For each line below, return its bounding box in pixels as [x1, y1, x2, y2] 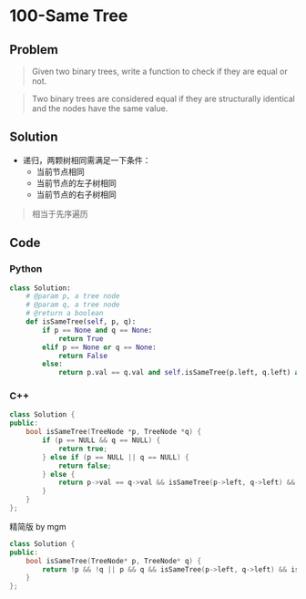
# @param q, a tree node [25, 300, 120, 310]
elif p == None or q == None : [42, 343, 157, 352]
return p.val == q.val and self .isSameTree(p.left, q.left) [57, 368, 291, 377]
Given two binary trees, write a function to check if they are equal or [31, 66, 289, 77]
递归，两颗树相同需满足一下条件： [22, 154, 151, 165]
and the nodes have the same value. [31, 103, 168, 114]
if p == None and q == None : [42, 325, 153, 335]
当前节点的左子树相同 [36, 177, 117, 188]
